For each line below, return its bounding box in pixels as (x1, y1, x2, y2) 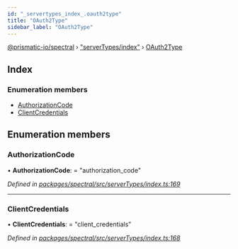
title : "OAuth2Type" (7, 17, 69, 24)
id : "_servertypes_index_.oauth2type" (7, 10, 122, 18)
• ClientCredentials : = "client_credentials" (7, 220, 132, 228)
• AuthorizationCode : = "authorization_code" (7, 166, 142, 174)
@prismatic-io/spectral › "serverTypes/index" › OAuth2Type (7, 43, 183, 52)
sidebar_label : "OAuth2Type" (7, 23, 93, 30)
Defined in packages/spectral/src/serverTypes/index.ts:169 (7, 180, 181, 188)
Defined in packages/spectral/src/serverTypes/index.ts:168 (7, 234, 181, 243)
